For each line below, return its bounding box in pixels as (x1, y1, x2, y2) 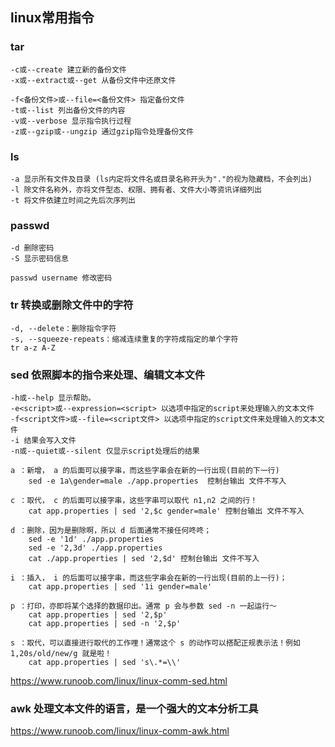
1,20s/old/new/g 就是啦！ (10, 648, 113, 658)
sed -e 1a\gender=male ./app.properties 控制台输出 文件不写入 (28, 476, 287, 486)
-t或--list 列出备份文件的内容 (10, 105, 126, 115)
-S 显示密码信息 (10, 254, 69, 264)
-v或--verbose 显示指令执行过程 (10, 116, 132, 126)
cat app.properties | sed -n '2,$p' (28, 618, 182, 628)
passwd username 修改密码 (10, 273, 113, 283)
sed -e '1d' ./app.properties (28, 534, 155, 544)
